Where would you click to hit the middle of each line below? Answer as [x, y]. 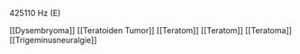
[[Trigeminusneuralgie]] [53, 40]
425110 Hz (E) [35, 13]
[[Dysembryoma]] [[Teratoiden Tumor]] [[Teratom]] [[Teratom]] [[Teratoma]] [151, 30]
